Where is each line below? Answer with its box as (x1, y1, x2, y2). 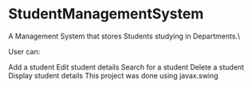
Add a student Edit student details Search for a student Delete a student (8, 62, 245, 72)
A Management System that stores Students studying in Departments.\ (8, 31, 241, 41)
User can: (8, 46, 41, 56)
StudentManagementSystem (8, 5, 204, 23)
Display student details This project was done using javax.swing (8, 70, 219, 80)
